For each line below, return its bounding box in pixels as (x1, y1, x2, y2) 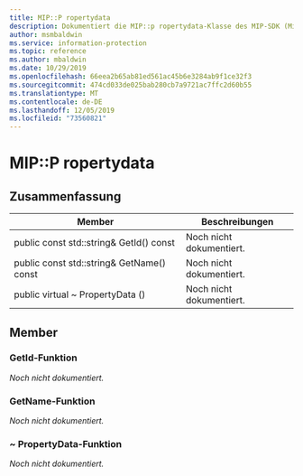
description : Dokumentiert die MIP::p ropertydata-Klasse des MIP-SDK (9, 22, 280, 31)
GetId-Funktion (9, 351, 78, 364)
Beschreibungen (201, 216, 274, 229)
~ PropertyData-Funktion (9, 438, 123, 451)
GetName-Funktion (9, 395, 96, 407)
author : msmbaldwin (9, 30, 83, 39)
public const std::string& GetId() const (14, 237, 176, 249)
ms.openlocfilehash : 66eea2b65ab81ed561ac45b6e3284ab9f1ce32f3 (9, 72, 252, 81)
